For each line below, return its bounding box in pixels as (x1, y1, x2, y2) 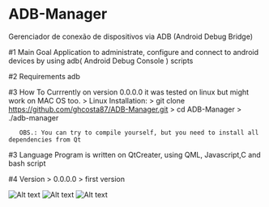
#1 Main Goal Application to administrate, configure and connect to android (8, 47, 259, 57)
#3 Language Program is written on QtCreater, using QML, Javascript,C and (8, 150, 261, 159)
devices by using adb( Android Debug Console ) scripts (8, 56, 194, 65)
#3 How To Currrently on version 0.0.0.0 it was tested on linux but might (8, 87, 250, 97)
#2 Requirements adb (8, 71, 81, 81)
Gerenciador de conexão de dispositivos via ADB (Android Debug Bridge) (8, 32, 254, 41)
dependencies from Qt (8, 135, 82, 144)
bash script (8, 158, 46, 168)
